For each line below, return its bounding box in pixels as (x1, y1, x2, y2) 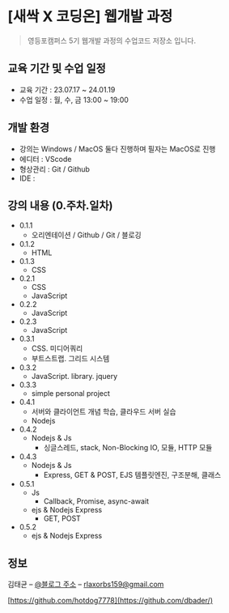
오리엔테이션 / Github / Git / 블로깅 (31, 230, 142, 240)
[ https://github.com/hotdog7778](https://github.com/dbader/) (7, 596, 214, 606)
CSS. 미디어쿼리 (31, 343, 83, 353)
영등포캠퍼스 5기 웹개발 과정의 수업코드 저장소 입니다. (27, 36, 196, 45)
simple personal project (31, 389, 111, 398)
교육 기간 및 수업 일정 (7, 62, 106, 75)
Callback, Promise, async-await (43, 496, 150, 506)
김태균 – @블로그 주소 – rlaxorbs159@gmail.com (7, 580, 164, 590)
